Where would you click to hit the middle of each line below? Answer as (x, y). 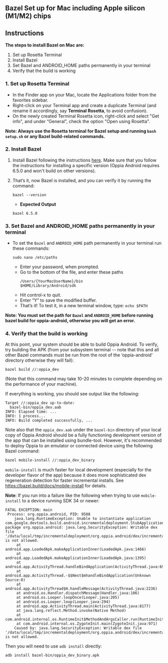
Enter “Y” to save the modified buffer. (58, 300)
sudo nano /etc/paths (35, 258)
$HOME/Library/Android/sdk (48, 286)
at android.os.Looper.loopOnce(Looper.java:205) (68, 597)
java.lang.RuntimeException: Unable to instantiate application (82, 519)
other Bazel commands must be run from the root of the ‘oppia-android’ (79, 355)
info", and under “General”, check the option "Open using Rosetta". (81, 121)
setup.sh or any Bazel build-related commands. (55, 136)
